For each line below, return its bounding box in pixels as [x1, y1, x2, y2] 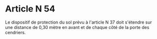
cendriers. [5, 29, 26, 35]
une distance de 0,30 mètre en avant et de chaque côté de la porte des [5, 24, 150, 30]
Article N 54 [5, 3, 56, 14]
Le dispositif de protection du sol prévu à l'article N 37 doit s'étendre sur [5, 19, 152, 25]
